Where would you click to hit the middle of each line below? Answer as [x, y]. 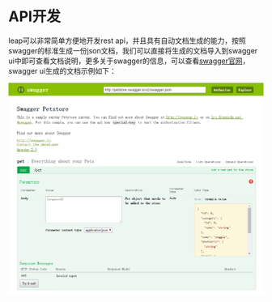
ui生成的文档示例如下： [78, 70]
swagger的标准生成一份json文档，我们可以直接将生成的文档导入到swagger [133, 50]
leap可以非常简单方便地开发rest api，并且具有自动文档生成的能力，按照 [127, 40]
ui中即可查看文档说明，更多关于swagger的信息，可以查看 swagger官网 [125, 61]
